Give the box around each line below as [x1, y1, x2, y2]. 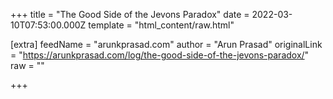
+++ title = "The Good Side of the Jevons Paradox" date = [10, 9, 250, 20]
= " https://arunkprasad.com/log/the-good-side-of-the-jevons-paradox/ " [10, 49, 310, 61]
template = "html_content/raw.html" [88, 19, 235, 31]
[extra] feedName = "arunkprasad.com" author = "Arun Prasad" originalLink [10, 39, 323, 50]
